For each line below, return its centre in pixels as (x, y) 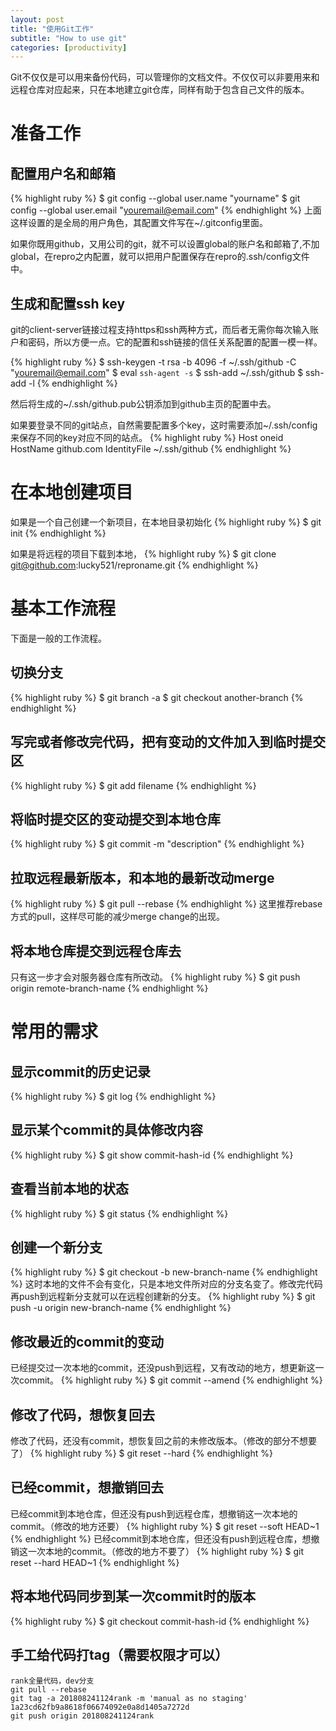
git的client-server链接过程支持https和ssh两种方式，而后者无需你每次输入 (160, 330)
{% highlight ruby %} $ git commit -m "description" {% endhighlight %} (157, 844)
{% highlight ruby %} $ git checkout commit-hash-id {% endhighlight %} (160, 1621)
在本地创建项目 (72, 492)
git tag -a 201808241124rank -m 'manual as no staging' (129, 1698)
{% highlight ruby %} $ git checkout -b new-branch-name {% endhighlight (164, 1272)
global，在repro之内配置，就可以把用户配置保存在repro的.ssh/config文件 (160, 257)
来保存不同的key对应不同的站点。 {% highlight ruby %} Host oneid (147, 438)
